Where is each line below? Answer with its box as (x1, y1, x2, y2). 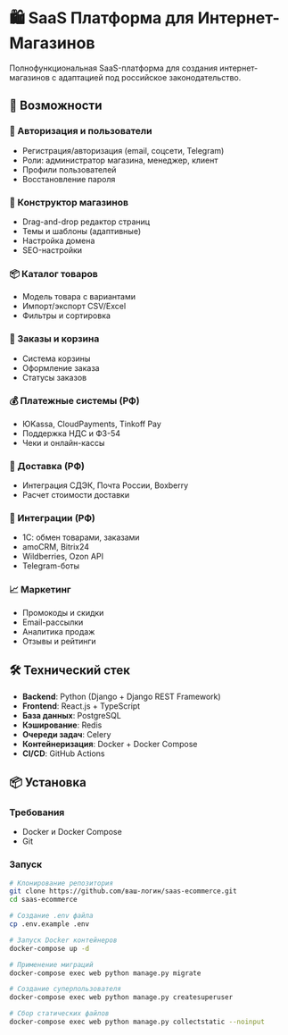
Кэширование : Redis (21, 719, 103, 730)
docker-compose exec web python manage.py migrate (9, 968, 202, 978)
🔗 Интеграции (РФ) (9, 512, 96, 525)
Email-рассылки (21, 617, 84, 627)
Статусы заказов (21, 372, 87, 383)
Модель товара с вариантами (21, 291, 136, 302)
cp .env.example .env (9, 920, 90, 929)
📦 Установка (9, 775, 86, 790)
